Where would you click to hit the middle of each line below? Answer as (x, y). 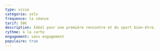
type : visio (17, 9)
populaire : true (21, 41)
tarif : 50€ (16, 23)
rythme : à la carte (25, 32)
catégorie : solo (21, 14)
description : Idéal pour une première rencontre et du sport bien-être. (80, 28)
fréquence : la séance (27, 18)
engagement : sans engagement (35, 37)
